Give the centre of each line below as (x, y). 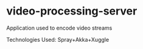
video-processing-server (72, 11)
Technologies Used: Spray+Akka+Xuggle (58, 39)
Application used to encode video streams (59, 28)
